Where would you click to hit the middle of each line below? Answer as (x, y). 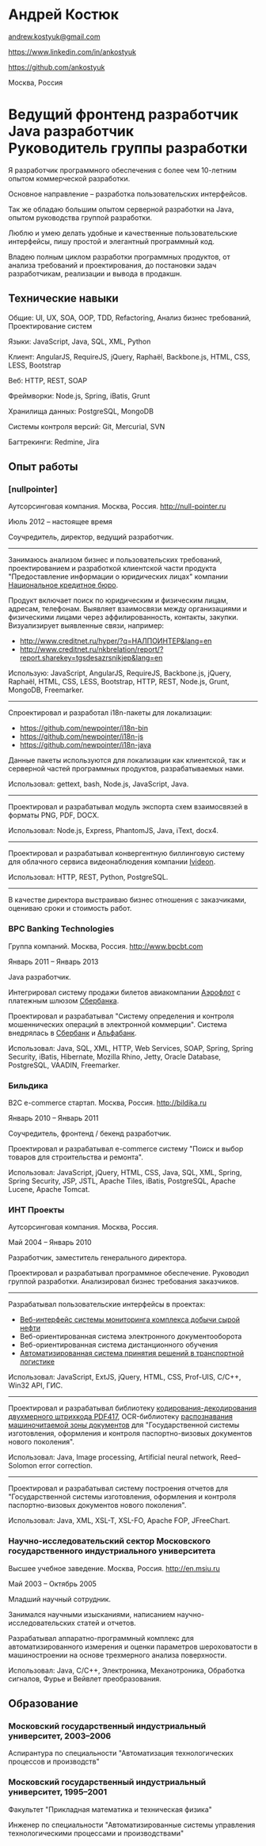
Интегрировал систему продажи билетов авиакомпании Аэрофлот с (125, 992)
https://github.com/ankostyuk (57, 67)
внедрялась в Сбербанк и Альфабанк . (72, 1033)
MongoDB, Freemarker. (46, 690)
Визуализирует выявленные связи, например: (86, 626)
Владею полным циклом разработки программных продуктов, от (120, 257)
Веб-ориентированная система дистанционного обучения (119, 1345)
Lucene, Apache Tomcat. (49, 1189)
